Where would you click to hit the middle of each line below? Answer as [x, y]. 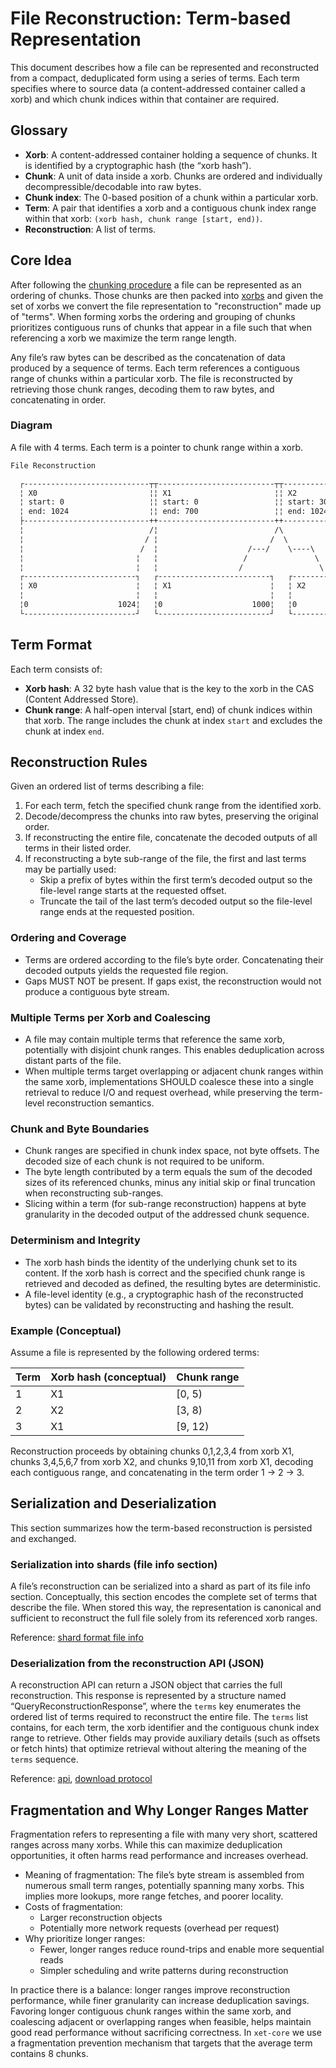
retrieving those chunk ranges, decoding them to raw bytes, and [142, 389]
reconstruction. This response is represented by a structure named [148, 1696]
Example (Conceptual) [66, 1330]
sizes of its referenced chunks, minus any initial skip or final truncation [170, 1183]
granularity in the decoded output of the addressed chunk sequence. [167, 1214]
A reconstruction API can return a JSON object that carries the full [146, 1685]
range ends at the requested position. [117, 912]
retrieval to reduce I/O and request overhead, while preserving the [161, 1093]
